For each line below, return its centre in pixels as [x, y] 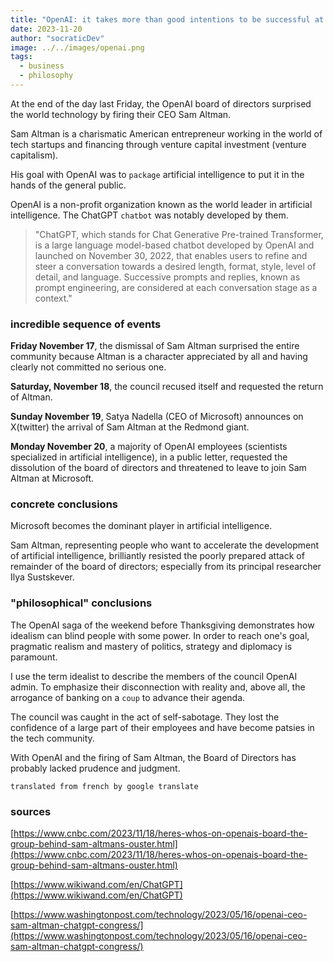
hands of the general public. [68, 185]
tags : [21, 57]
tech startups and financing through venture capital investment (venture [158, 144]
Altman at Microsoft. [52, 478]
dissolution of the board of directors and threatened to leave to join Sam [158, 468]
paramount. [34, 657]
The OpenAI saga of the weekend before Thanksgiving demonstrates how [162, 625]
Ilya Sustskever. [42, 577]
